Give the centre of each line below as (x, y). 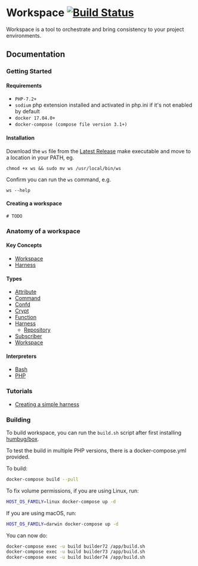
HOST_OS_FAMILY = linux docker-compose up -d (61, 502)
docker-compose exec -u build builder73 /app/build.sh (76, 552)
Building (18, 419)
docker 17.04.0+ (35, 118)
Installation (20, 138)
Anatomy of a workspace (43, 231)
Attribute (26, 292)
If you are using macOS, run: (41, 513)
